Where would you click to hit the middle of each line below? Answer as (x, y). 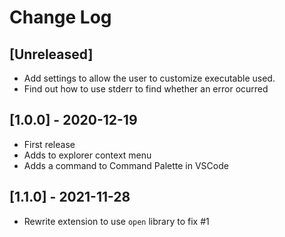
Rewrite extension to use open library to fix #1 (116, 221)
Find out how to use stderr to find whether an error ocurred (146, 89)
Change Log (60, 17)
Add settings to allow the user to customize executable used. (149, 78)
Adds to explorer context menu (87, 155)
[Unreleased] (51, 54)
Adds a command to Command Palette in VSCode (126, 165)
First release (49, 144)
